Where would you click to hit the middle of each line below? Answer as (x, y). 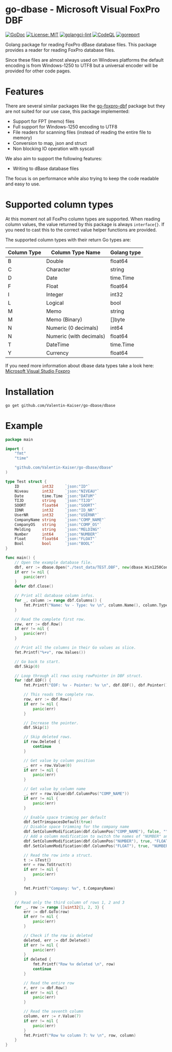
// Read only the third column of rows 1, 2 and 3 (70, 903)
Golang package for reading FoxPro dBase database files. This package (81, 44)
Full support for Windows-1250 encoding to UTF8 (65, 126)
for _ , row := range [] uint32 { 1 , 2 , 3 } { (59, 907)
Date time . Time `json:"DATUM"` (56, 496)
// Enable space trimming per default (65, 817)
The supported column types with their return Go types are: (68, 239)
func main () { (20, 558)
